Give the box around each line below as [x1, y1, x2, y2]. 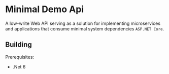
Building [5, 41, 32, 49]
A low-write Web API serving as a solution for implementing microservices [5, 20, 161, 26]
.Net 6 [12, 63, 26, 69]
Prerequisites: [5, 54, 35, 60]
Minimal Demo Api [5, 4, 84, 15]
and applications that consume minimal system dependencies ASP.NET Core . [5, 25, 164, 31]
